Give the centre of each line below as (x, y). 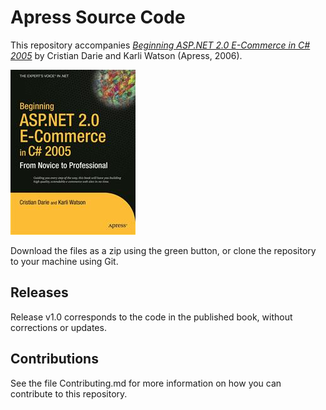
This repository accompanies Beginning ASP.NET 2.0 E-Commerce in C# (160, 45)
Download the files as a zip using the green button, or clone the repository (163, 250)
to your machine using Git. (64, 261)
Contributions (54, 359)
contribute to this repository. (69, 393)
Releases (39, 292)
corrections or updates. (58, 327)
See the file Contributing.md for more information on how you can (146, 383)
